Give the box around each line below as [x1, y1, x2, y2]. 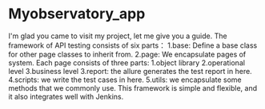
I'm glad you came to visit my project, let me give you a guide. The [8, 31, 227, 41]
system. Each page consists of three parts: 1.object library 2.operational [8, 57, 246, 68]
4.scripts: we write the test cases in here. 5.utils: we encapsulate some [8, 75, 242, 84]
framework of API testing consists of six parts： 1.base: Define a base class [8, 41, 258, 50]
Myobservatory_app [8, 5, 146, 23]
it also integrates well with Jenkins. [8, 91, 124, 101]
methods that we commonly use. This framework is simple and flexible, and [8, 83, 258, 92]
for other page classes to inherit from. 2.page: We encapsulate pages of [8, 49, 247, 59]
